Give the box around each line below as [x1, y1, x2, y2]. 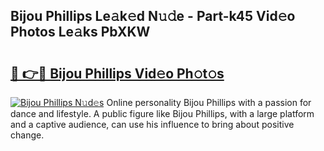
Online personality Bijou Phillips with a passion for [106, 97, 312, 108]
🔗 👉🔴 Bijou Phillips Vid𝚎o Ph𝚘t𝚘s [10, 65, 225, 82]
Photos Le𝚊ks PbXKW [10, 24, 151, 41]
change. [10, 129, 45, 141]
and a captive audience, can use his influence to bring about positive [10, 119, 295, 130]
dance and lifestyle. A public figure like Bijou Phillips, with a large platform [10, 108, 315, 119]
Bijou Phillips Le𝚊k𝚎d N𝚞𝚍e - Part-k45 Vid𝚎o [10, 8, 296, 25]
